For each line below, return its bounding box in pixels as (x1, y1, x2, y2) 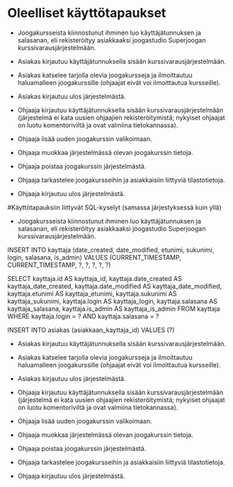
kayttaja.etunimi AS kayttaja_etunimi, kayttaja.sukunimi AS (7, 289, 177, 298)
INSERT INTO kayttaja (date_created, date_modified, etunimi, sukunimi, (7, 246, 215, 254)
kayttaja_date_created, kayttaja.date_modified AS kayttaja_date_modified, (7, 282, 222, 290)
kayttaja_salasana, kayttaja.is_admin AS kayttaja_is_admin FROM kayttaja (7, 304, 221, 313)
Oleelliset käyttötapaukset (7, 5, 166, 21)
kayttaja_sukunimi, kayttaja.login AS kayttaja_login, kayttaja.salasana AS (7, 297, 218, 305)
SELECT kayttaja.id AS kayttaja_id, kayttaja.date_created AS (7, 274, 182, 282)
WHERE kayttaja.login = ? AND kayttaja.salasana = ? (7, 311, 159, 320)
